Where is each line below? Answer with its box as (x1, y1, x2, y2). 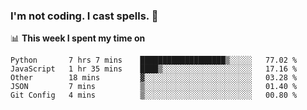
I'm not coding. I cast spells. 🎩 (10, 9, 159, 23)
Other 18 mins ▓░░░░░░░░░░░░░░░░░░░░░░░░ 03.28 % (10, 73, 298, 83)
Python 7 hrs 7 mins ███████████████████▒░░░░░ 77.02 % (10, 55, 298, 66)
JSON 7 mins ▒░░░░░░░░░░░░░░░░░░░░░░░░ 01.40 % (10, 82, 298, 92)
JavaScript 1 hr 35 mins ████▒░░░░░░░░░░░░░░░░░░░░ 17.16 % (10, 64, 298, 74)
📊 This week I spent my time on (10, 32, 146, 44)
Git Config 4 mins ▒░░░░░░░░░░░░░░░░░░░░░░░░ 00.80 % (10, 90, 298, 101)
